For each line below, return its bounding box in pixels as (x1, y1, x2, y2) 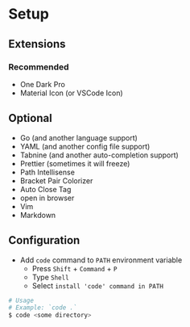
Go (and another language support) (19, 132, 138, 142)
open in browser (19, 193, 75, 203)
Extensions (8, 37, 66, 51)
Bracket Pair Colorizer (19, 175, 93, 186)
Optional (8, 111, 52, 125)
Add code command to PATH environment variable (19, 255, 183, 265)
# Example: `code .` (8, 304, 78, 312)
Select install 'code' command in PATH (31, 280, 163, 291)
